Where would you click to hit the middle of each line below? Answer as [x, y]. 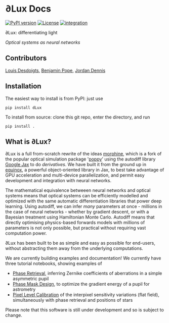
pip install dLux [24, 107]
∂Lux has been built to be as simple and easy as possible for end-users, [80, 243]
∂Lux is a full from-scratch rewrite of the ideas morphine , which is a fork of [83, 154]
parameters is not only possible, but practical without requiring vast [76, 228]
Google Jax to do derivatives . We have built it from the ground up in [76, 165]
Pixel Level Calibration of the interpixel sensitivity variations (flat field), [86, 295]
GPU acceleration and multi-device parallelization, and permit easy [75, 175]
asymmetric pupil [31, 279]
